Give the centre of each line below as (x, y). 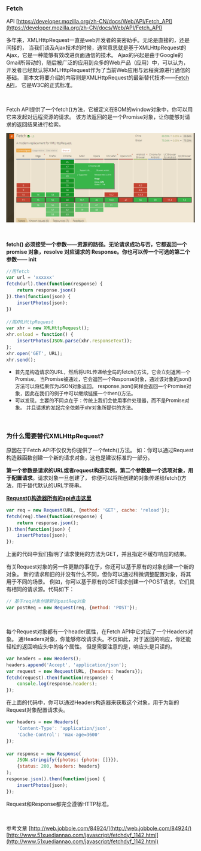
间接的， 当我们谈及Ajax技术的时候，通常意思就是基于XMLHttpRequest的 (96, 48)
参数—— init (22, 259)
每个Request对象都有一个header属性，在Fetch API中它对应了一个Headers (97, 632)
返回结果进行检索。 (40, 125)
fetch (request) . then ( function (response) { (60, 678)
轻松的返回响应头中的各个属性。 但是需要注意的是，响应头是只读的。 (91, 646)
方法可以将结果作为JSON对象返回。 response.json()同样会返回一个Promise (100, 386)
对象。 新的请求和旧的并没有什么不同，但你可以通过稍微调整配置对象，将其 (99, 575)
